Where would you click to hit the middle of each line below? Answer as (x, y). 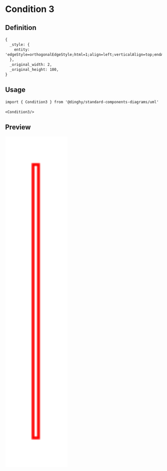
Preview (18, 127)
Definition (21, 28)
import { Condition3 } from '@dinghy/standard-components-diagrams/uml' (82, 102)
